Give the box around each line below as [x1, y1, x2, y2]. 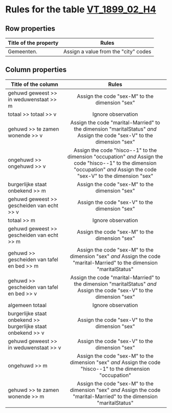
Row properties [5, 24, 55, 33]
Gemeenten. [8, 48, 37, 55]
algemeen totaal [8, 301, 47, 309]
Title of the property [8, 40, 59, 46]
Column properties [5, 65, 67, 74]
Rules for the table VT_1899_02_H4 [5, 4, 156, 15]
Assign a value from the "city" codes [63, 48, 152, 55]
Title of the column [11, 81, 58, 88]
